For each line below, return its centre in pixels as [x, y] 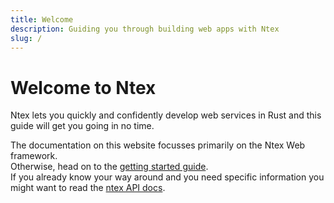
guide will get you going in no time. [82, 126]
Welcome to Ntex [83, 87]
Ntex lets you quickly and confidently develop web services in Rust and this [166, 115]
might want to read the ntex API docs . [88, 188]
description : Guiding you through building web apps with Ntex [145, 29]
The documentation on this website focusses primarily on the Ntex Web [158, 145]
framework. [34, 156]
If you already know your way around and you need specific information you [167, 177]
